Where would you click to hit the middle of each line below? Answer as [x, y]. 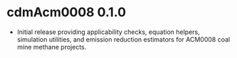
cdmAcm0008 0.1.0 [66, 12]
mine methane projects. [52, 47]
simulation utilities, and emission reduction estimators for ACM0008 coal [123, 39]
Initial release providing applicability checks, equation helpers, [108, 32]
